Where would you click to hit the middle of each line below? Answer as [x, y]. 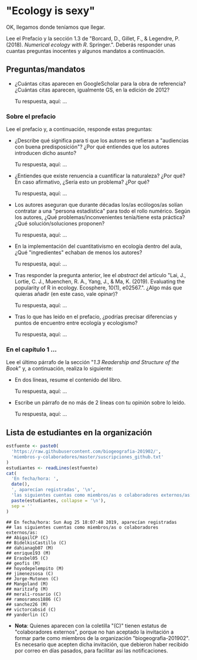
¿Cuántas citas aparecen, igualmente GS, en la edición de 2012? [92, 90]
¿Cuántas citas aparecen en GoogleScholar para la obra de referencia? [100, 83]
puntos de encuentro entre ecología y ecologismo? [76, 323]
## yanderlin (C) [27, 615]
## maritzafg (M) [27, 589]
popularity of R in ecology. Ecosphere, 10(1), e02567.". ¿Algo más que [98, 288]
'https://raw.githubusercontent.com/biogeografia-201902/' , [86, 452]
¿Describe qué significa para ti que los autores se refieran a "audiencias [101, 141]
